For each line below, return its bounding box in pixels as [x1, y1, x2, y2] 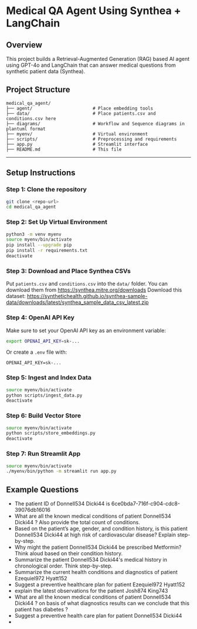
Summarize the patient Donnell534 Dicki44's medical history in [14, 556, 167, 563]
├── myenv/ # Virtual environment [6, 131, 148, 137]
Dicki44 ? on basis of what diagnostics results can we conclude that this [14, 600, 189, 607]
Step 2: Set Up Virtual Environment [6, 218, 107, 226]
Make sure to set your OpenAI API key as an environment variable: [6, 327, 166, 334]
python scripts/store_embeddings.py [6, 430, 96, 436]
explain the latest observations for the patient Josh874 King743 [14, 587, 168, 594]
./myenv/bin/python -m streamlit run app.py [6, 469, 117, 474]
